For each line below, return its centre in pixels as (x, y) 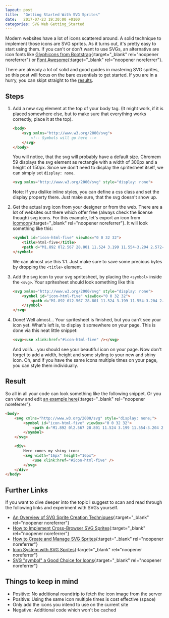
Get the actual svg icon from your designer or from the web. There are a (88, 207)
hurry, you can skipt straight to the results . (49, 80)
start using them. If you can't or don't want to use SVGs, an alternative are (82, 49)
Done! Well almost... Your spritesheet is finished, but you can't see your (87, 320)
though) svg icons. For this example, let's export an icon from (76, 218)
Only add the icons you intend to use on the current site (70, 604)
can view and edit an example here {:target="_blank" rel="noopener (75, 399)
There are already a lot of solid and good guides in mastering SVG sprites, (82, 70)
